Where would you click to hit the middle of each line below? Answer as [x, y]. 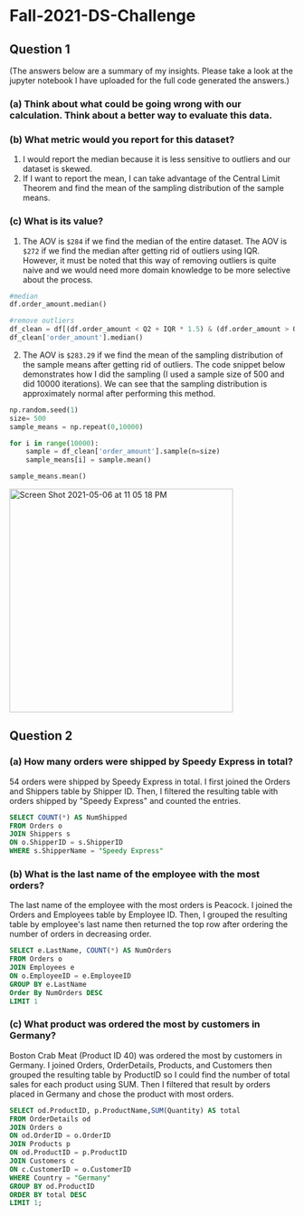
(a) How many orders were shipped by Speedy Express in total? [152, 761]
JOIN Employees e [42, 968]
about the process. [57, 279]
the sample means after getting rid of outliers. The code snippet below [154, 364]
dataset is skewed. [57, 169]
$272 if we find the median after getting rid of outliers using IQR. [141, 251]
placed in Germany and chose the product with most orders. [122, 1094]
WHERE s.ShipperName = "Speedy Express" [87, 851]
